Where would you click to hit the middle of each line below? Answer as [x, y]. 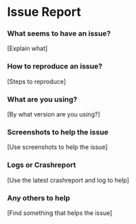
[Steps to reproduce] [37, 81]
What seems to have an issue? [59, 34]
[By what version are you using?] [54, 114]
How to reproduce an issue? [55, 66]
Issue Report [44, 12]
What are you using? [42, 99]
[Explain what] [27, 48]
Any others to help [38, 198]
